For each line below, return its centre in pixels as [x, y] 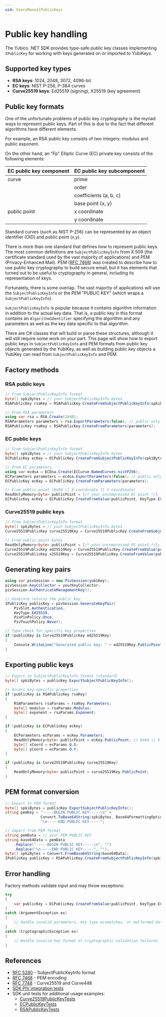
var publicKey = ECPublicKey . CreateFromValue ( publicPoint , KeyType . [86, 904]
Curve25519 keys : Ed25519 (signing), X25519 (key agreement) [76, 91]
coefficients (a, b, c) [97, 195]
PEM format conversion [42, 792]
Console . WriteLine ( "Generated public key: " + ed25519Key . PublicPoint [88, 645]
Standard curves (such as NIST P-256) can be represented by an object [78, 232]
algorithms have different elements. [41, 129]
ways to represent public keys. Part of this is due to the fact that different [80, 124]
